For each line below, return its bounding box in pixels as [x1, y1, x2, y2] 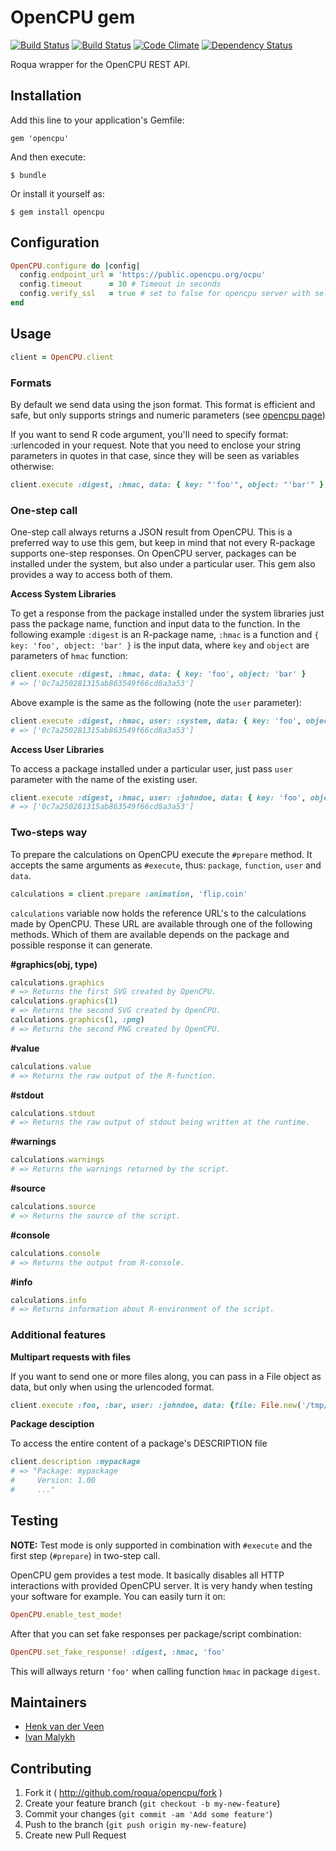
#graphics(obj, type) [10, 958, 98, 970]
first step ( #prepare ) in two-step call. [10, 1549, 161, 1561]
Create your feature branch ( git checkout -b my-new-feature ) [24, 1797, 281, 1810]
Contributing [10, 1760, 92, 1777]
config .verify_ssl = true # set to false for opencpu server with [19, 289, 311, 299]
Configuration [10, 234, 100, 251]
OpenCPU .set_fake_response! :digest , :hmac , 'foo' [10, 1647, 226, 1657]
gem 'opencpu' [10, 133, 70, 143]
